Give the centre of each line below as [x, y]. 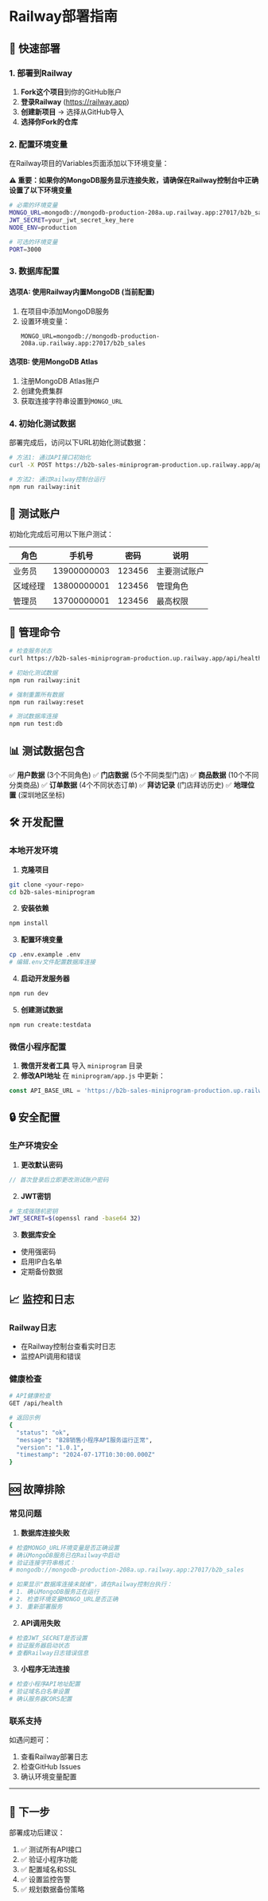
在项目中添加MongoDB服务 [65, 311]
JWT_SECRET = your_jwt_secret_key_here [72, 220]
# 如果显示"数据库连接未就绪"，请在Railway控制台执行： [91, 1584]
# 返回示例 [25, 1418]
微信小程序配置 [38, 1047]
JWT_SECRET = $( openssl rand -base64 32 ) [75, 1219]
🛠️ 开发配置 [37, 822]
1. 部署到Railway [41, 73]
